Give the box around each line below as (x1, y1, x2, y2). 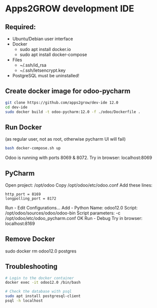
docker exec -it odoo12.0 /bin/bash (5, 280, 81, 285)
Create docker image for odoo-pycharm (5, 87, 131, 96)
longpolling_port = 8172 (5, 196, 56, 201)
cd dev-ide (5, 104, 28, 109)
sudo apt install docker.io (19, 47, 71, 52)
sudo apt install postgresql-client (5, 294, 81, 299)
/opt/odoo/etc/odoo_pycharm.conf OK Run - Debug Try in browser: (5, 215, 143, 221)
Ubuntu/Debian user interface (12, 36, 73, 42)
